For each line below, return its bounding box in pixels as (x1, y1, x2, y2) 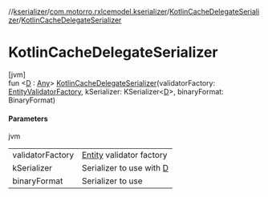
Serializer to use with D (81, 163, 169, 174)
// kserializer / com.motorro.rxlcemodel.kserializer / (8, 7, 170, 16)
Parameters (8, 114, 48, 123)
